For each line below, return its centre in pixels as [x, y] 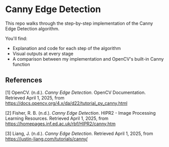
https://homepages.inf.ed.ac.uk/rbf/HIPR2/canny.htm [61, 124]
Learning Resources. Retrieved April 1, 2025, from [57, 118]
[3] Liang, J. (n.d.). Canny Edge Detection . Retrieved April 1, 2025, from [79, 133]
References [24, 80]
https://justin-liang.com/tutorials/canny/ [47, 139]
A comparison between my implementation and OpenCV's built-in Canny [88, 59]
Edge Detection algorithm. [32, 28]
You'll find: [16, 38]
